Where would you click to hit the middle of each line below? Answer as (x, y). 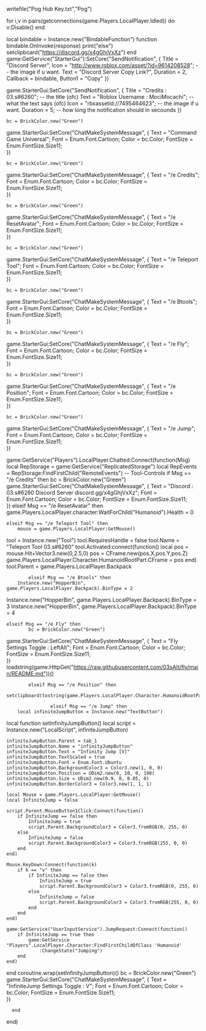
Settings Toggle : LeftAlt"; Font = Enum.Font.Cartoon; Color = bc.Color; (96, 647)
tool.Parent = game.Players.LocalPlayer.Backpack (69, 566)
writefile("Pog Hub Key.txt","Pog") (49, 9)
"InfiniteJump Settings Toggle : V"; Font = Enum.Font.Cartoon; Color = (95, 986)
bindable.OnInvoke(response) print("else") (60, 46)
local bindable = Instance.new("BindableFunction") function (82, 39)
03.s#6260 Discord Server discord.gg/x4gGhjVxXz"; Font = (82, 492)
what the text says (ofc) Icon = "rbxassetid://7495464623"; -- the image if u (103, 103)
